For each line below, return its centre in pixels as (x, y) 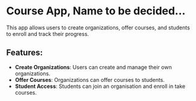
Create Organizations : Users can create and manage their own (93, 67)
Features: (25, 53)
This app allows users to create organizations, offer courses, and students (98, 27)
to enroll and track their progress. (47, 33)
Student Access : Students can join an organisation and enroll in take (100, 86)
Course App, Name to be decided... (96, 11)
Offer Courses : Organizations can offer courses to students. (90, 79)
